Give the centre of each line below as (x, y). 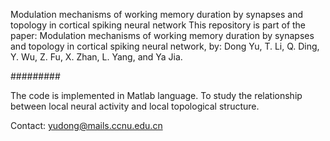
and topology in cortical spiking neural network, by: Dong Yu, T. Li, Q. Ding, (165, 46)
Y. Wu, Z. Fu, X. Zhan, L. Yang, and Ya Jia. (96, 57)
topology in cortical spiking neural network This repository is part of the (158, 25)
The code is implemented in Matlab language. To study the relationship (156, 95)
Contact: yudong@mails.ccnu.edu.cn (86, 125)
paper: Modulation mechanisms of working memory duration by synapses (162, 35)
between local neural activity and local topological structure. (135, 106)
